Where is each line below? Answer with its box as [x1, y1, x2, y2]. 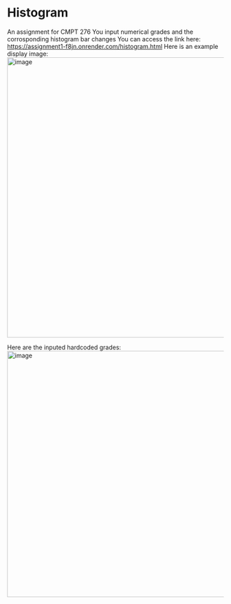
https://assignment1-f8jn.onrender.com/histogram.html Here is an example [7, 42, 219, 50]
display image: [7, 50, 49, 58]
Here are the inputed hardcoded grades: [7, 343, 122, 351]
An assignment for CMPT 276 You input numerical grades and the [7, 28, 194, 36]
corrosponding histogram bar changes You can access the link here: [7, 34, 201, 43]
